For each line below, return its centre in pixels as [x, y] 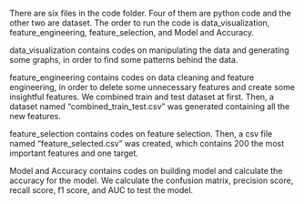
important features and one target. [74, 153]
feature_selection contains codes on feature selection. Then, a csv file [141, 134]
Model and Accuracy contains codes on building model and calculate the [146, 171]
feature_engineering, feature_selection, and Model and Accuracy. [132, 32]
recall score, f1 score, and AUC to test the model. [101, 190]
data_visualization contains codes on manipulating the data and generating [149, 50]
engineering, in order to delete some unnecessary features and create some [152, 87]
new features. [35, 116]
